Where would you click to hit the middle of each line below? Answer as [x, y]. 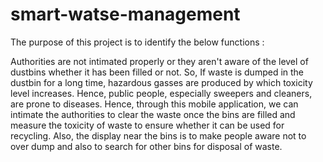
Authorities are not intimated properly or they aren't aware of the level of [159, 61]
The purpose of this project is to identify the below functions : [137, 42]
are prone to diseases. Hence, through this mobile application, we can [154, 104]
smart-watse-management [125, 14]
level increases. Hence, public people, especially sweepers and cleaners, [161, 93]
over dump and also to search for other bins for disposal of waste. [146, 146]
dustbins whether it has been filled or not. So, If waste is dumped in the [157, 72]
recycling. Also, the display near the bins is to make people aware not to [158, 135]
